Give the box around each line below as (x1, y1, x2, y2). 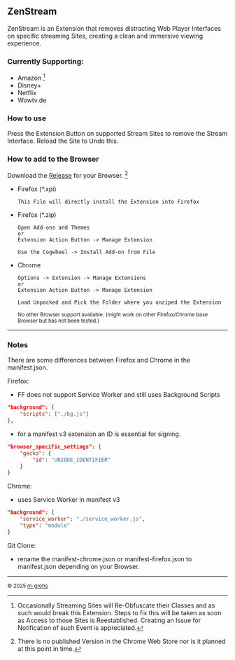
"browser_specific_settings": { (7, 443, 101, 450)
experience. (7, 38, 42, 48)
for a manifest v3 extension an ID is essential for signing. (17, 430, 181, 438)
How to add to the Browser (7, 154, 99, 164)
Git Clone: (7, 541, 36, 549)
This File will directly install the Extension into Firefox (17, 199, 200, 206)
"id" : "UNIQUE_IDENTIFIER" (32, 456, 111, 463)
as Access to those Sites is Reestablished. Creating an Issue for (17, 616, 201, 624)
